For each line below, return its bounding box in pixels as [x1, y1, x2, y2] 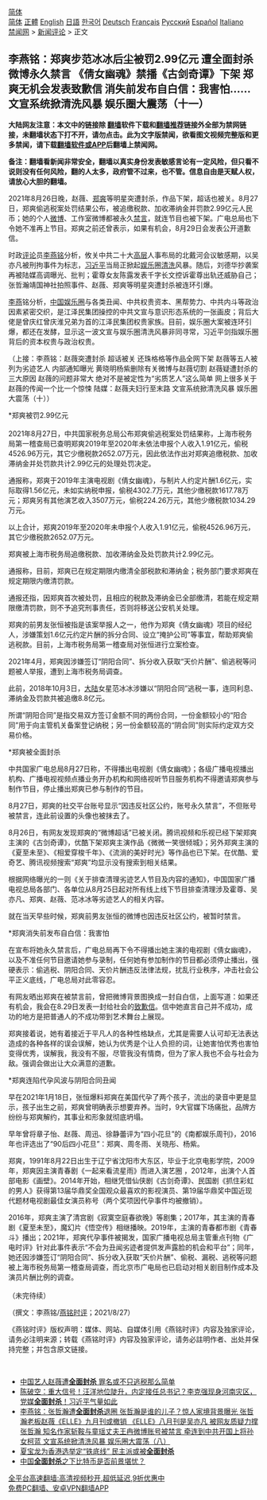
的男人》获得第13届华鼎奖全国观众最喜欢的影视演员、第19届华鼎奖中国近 [8, 1186, 246, 1195]
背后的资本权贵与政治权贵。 [8, 337, 99, 346]
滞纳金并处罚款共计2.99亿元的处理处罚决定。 [8, 458, 156, 468]
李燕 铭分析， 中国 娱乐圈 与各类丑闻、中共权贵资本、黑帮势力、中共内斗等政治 [8, 297, 259, 306]
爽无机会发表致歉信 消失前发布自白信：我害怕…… [8, 82, 251, 96]
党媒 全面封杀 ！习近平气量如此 [19, 1397, 118, 1406]
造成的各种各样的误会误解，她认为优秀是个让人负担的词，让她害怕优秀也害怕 [8, 1038, 259, 1048]
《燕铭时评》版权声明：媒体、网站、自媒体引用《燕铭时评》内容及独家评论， [8, 1324, 259, 1334]
